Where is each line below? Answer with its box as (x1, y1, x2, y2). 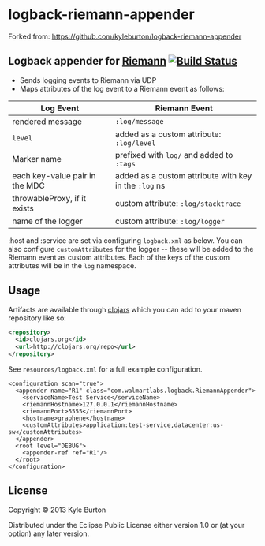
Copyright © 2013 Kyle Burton (8, 505, 106, 514)
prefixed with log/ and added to (114, 149, 233, 160)
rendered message (12, 116, 83, 127)
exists (12, 203, 34, 214)
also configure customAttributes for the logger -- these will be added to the (8, 244, 254, 253)
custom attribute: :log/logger (114, 215, 225, 226)
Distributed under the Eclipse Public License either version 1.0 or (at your (8, 520, 245, 529)
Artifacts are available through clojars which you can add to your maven (8, 305, 242, 314)
